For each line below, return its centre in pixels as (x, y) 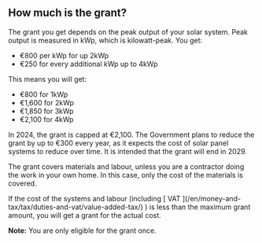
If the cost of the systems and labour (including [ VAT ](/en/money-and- (125, 198)
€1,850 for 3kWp (46, 111)
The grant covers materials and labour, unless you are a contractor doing (126, 166)
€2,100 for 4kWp (46, 119)
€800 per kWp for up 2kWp (64, 55)
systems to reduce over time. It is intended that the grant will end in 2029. (128, 151)
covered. (22, 183)
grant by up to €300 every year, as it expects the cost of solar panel (118, 143)
